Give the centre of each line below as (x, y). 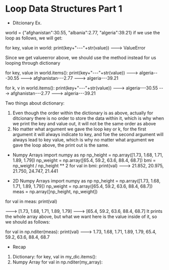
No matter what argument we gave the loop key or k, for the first (79, 129)
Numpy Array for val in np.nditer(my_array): (58, 262)
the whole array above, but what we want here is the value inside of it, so (81, 216)
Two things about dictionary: (35, 103)
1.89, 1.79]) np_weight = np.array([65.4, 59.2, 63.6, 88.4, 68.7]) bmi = (84, 160)
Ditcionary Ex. (27, 23)
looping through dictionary (33, 63)
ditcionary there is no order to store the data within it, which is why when (88, 118)
